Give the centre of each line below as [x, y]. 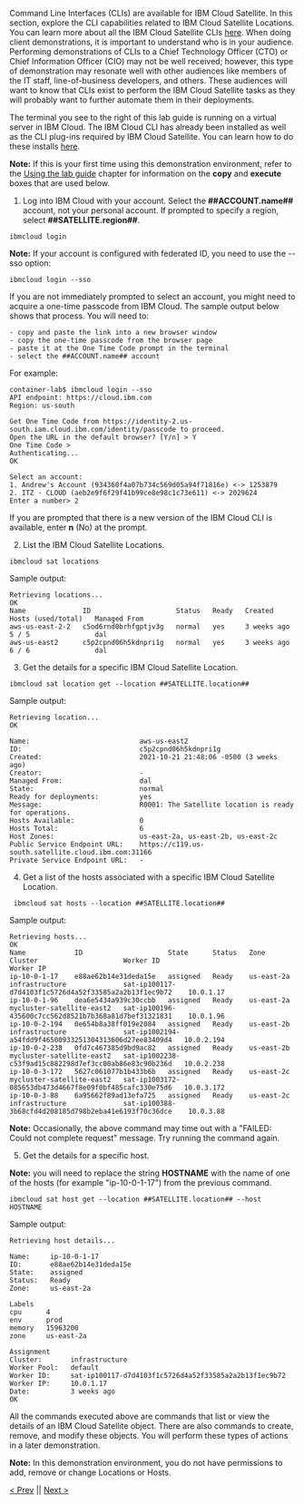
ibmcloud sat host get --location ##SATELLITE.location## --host [135, 1199]
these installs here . [44, 146]
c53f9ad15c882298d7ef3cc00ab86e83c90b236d [91, 1064]
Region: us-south [42, 405]
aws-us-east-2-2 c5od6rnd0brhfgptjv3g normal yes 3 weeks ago [150, 627]
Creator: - [77, 773]
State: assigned [46, 1273]
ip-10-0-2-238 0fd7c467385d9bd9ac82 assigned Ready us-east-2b [150, 1048]
